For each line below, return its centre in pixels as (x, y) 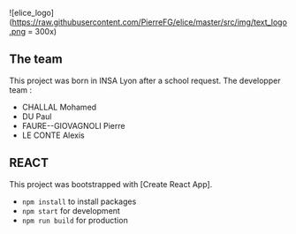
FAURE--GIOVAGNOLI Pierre (73, 125)
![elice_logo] (32, 13)
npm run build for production (75, 220)
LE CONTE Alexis (53, 135)
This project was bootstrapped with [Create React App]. (111, 184)
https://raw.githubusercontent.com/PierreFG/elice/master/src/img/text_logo (149, 22)
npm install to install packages (79, 201)
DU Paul (37, 116)
